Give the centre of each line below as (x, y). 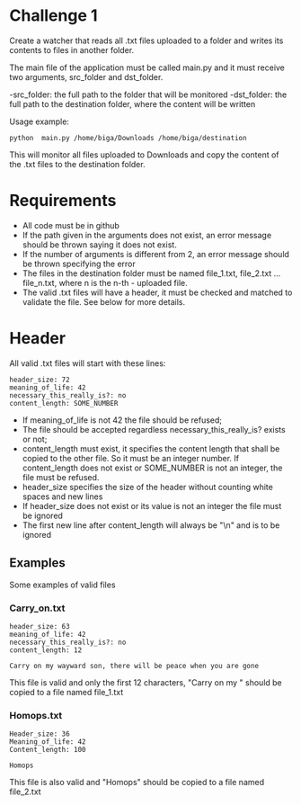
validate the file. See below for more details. (104, 301)
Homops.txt (36, 715)
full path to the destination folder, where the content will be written (133, 103)
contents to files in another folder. (72, 49)
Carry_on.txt (37, 608)
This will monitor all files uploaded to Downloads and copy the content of (145, 155)
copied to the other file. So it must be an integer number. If (131, 458)
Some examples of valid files (62, 585)
